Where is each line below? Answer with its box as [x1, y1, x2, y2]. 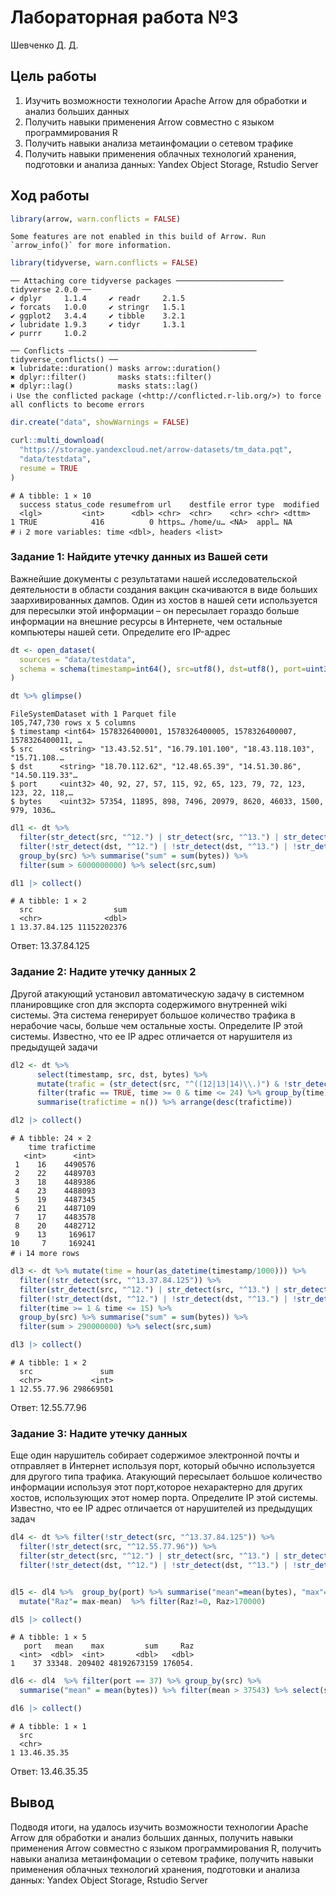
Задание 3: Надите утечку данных [10, 1426, 188, 1440]
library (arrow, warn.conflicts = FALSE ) [10, 214, 182, 224]
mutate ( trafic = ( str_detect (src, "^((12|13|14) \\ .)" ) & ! [36, 1079, 288, 1089]
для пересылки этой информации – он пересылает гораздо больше [10, 604, 300, 616]
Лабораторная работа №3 [10, 6, 239, 29]
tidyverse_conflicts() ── [10, 355, 118, 365]
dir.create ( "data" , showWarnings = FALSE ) [10, 417, 190, 428]
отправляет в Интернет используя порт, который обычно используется [10, 1460, 316, 1472]
